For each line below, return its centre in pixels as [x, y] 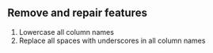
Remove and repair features [78, 13]
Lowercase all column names [66, 32]
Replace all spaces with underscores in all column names [112, 40]
